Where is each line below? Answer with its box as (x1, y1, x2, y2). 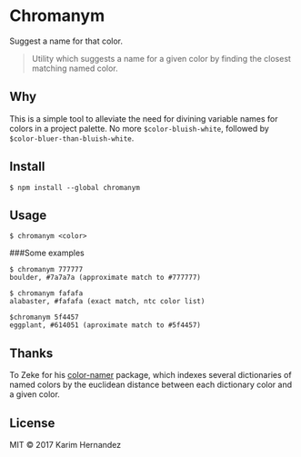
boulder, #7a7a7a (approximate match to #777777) (9, 273, 202, 283)
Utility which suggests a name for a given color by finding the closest (31, 53, 291, 64)
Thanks (9, 345, 54, 361)
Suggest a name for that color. (9, 35, 124, 46)
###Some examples (9, 247, 85, 259)
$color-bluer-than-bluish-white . (9, 133, 135, 144)
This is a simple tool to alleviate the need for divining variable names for (9, 113, 279, 124)
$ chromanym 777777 (9, 265, 84, 274)
